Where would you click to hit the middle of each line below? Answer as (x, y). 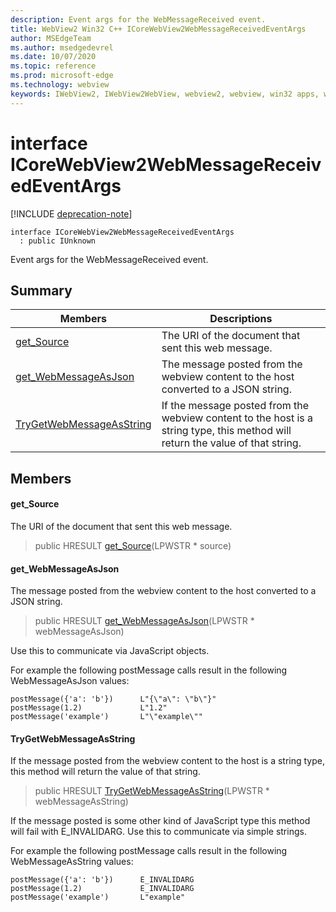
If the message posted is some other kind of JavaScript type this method (160, 821)
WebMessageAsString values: (72, 862)
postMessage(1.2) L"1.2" (89, 708)
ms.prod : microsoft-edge (62, 76)
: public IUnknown (58, 241)
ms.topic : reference (53, 66)
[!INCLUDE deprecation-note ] (71, 213)
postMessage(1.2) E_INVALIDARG (102, 889)
